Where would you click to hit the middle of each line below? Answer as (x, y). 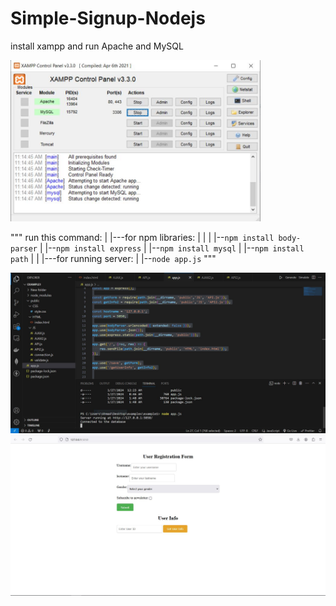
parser (24, 249)
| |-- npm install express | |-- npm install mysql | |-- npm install (172, 248)
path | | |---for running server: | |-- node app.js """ (113, 259)
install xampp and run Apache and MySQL (97, 46)
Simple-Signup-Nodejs (108, 18)
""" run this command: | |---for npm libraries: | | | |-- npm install (142, 238)
